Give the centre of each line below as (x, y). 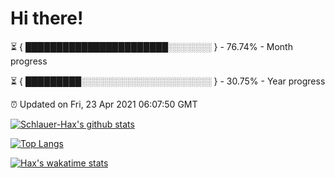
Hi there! (47, 18)
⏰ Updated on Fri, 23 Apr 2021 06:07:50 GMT (104, 104)
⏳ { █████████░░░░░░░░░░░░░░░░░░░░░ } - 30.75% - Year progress (168, 81)
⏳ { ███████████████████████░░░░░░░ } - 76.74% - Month (151, 46)
